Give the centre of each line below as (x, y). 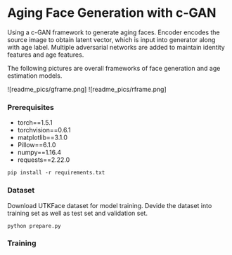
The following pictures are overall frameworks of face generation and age (114, 68)
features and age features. (46, 55)
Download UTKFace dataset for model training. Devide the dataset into (110, 205)
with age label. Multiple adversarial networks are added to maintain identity (116, 47)
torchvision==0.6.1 (44, 130)
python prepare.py (34, 226)
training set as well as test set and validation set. (77, 213)
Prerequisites (31, 107)
